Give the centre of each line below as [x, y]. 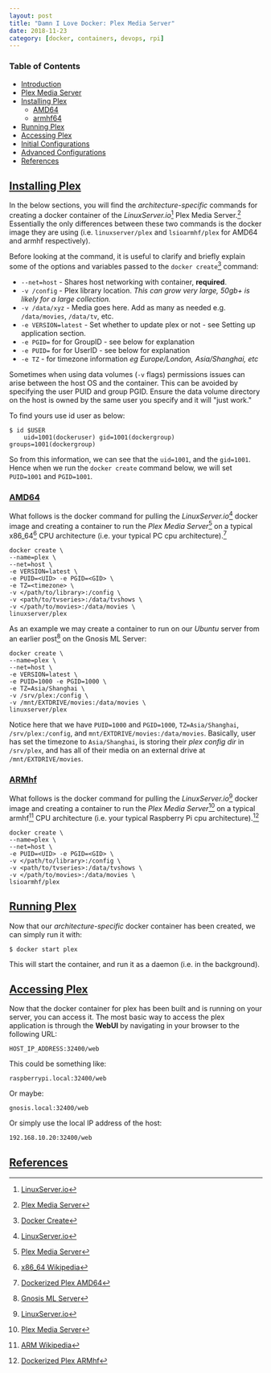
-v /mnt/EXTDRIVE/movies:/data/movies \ [78, 703]
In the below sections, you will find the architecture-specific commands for [133, 205]
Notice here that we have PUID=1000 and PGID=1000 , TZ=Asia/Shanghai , [124, 724]
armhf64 [47, 118]
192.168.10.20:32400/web [51, 1138]
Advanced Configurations [64, 152]
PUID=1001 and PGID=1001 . [51, 476]
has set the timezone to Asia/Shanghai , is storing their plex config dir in [127, 741]
